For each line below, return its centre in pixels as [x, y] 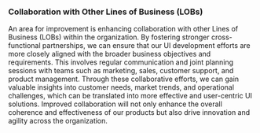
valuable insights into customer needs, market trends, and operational [121, 87]
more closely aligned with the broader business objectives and [110, 54]
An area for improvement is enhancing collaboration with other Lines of [123, 29]
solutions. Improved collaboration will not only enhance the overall [115, 104]
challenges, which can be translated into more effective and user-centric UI [130, 96]
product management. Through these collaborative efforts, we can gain [124, 79]
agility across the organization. [58, 121]
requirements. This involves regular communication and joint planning [121, 62]
